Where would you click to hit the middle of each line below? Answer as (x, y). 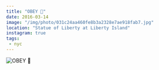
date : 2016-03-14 (27, 17)
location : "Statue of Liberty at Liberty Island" (68, 28)
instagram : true (26, 33)
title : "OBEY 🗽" (26, 11)
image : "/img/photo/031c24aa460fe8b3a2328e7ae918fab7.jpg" (80, 22)
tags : (13, 38)
